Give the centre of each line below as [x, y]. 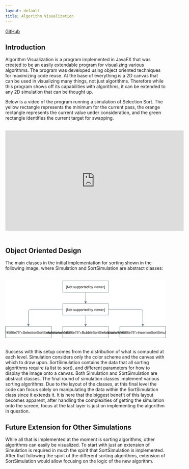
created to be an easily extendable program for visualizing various [75, 65]
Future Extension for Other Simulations [68, 427]
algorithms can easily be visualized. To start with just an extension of [78, 445]
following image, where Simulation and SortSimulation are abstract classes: [84, 268]
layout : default [22, 11]
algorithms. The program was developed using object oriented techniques [83, 70]
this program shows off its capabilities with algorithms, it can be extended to [85, 87]
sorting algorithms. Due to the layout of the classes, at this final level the [81, 384]
